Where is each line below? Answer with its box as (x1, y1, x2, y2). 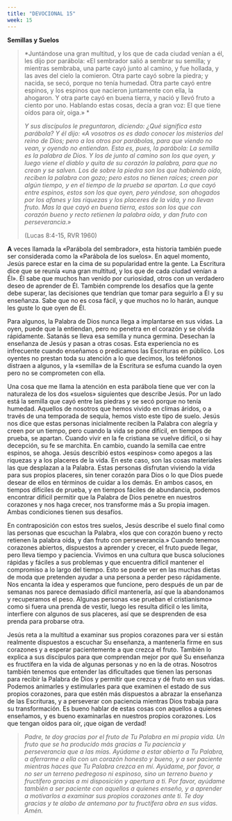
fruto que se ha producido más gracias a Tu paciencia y (24, 740, 186, 748)
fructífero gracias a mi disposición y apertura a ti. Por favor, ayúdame (24, 777, 226, 785)
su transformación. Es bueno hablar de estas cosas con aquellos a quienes (7, 704, 222, 713)
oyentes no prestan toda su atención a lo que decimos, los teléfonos (7, 354, 203, 362)
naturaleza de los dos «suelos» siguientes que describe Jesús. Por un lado (7, 390, 222, 398)
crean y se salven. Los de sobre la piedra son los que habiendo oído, (24, 166, 222, 174)
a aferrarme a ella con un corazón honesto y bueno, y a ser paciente (24, 754, 222, 763)
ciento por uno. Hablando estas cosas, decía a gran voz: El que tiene (24, 101, 221, 109)
